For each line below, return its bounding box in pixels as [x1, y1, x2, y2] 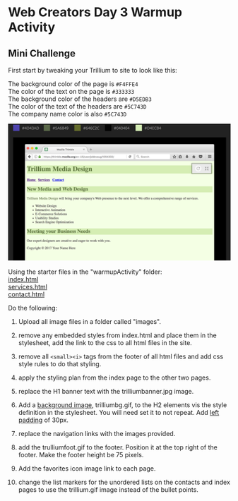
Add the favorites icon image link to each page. [18, 464, 156, 473]
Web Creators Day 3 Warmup [8, 4, 183, 20]
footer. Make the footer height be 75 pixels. [18, 451, 144, 459]
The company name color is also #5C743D [8, 110, 127, 118]
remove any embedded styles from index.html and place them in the [18, 331, 218, 339]
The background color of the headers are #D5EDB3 [8, 95, 153, 103]
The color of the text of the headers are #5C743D [8, 102, 147, 110]
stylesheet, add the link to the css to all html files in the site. [18, 339, 193, 347]
